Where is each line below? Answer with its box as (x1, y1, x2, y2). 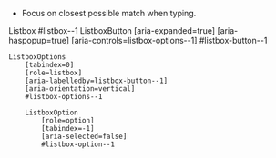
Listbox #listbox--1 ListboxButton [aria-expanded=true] (8, 25, 216, 35)
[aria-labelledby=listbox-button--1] (25, 76, 169, 85)
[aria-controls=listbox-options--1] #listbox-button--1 (71, 35, 268, 45)
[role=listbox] (25, 68, 83, 77)
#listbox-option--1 (41, 140, 116, 149)
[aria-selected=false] (41, 132, 128, 141)
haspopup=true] (8, 35, 70, 45)
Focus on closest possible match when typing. (21, 8, 197, 18)
